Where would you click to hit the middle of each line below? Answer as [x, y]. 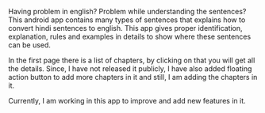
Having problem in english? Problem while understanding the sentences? [127, 11]
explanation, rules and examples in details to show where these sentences [130, 36]
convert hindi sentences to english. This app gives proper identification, [126, 28]
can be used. [30, 45]
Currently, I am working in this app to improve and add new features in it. [127, 101]
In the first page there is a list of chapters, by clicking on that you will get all [132, 60]
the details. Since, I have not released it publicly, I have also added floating [130, 69]
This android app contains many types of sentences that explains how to [127, 20]
